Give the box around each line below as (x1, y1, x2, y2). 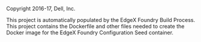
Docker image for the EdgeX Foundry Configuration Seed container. (6, 29, 174, 36)
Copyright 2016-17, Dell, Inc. (6, 5, 76, 12)
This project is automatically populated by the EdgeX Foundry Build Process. (6, 17, 196, 23)
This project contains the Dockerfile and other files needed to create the (6, 23, 185, 30)
